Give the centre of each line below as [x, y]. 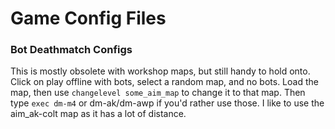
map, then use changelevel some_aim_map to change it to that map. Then [158, 93]
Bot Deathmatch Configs [71, 50]
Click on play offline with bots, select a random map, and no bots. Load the [164, 82]
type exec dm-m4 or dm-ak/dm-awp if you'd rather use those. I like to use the [167, 103]
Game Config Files [88, 18]
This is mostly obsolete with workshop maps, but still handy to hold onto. [160, 71]
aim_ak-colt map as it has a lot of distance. [98, 114]
